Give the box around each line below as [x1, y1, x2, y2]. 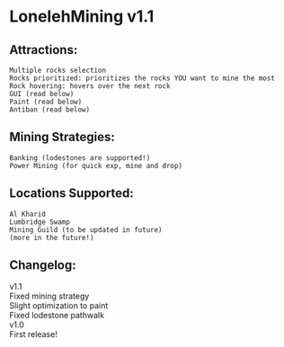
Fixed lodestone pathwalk [9, 310, 105, 321]
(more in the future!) [9, 233, 94, 242]
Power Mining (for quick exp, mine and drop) [9, 161, 182, 170]
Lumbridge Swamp [9, 218, 70, 227]
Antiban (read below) [9, 105, 91, 114]
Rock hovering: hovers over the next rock [9, 82, 171, 91]
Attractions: [9, 42, 78, 58]
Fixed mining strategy [9, 290, 90, 302]
